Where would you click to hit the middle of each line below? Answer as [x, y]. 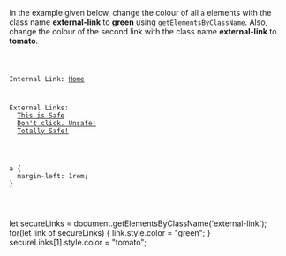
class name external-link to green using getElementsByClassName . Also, [139, 22]
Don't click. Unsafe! [57, 123]
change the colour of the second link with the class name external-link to [143, 31]
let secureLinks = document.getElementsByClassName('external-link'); [138, 223]
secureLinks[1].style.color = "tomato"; [78, 242]
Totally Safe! [43, 131]
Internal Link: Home [47, 79]
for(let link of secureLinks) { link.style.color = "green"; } [110, 232]
